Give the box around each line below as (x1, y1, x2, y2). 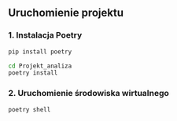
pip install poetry (8, 47, 72, 56)
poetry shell (8, 105, 51, 113)
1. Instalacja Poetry (8, 30, 83, 41)
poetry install (8, 69, 58, 77)
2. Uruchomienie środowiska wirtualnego (8, 88, 169, 99)
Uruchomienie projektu (8, 6, 124, 20)
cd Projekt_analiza (8, 62, 72, 70)
